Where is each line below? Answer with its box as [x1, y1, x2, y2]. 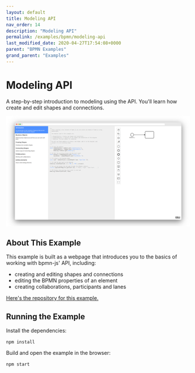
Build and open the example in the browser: [6, 350, 111, 356]
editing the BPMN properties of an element [14, 277, 118, 284]
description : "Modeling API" [6, 28, 77, 34]
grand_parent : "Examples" [6, 53, 69, 58]
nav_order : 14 [6, 22, 41, 27]
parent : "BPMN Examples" [6, 47, 67, 53]
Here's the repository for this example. [6, 295, 99, 302]
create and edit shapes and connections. [6, 104, 105, 111]
